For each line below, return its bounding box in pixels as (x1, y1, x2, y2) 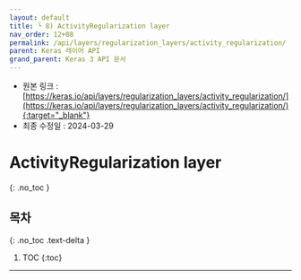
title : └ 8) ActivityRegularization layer (9, 22, 170, 31)
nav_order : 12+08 (9, 30, 74, 39)
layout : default (9, 13, 70, 22)
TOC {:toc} (21, 252, 63, 263)
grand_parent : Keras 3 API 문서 (9, 55, 127, 64)
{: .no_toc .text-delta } (9, 234, 90, 245)
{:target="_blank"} (21, 109, 90, 120)
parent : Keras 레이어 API (9, 47, 100, 56)
